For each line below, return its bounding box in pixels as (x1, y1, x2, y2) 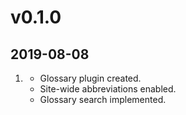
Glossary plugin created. (39, 72, 142, 84)
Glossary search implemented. (39, 94, 167, 105)
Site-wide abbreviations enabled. (39, 83, 177, 95)
